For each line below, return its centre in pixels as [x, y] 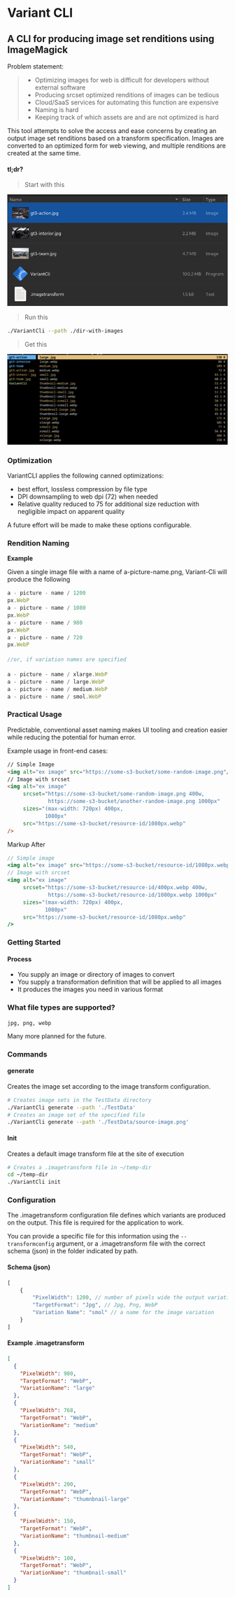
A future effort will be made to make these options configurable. [100, 525]
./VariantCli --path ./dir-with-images [65, 331]
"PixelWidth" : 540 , [48, 1447]
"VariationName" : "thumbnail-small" [73, 1573]
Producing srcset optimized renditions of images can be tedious [127, 95]
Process [20, 959]
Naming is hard [57, 110]
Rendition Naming [38, 543]
